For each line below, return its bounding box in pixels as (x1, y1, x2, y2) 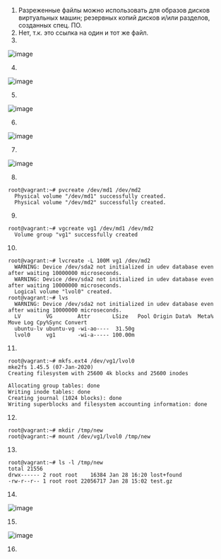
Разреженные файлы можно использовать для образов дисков (18, 6, 210, 14)
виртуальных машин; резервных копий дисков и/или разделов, (18, 13, 210, 22)
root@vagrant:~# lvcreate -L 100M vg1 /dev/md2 (8, 257, 151, 264)
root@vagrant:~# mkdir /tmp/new (8, 427, 103, 434)
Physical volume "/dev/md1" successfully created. (14, 193, 167, 200)
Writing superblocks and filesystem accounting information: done (8, 401, 208, 408)
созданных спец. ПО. (18, 21, 83, 29)
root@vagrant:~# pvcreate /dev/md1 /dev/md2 (8, 187, 141, 194)
